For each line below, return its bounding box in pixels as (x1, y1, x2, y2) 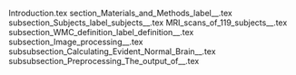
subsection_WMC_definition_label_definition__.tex (8, 27, 194, 37)
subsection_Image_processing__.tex (8, 36, 143, 47)
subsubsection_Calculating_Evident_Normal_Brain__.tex (8, 46, 216, 57)
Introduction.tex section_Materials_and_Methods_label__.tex (8, 8, 232, 18)
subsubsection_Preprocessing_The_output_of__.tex (8, 56, 200, 66)
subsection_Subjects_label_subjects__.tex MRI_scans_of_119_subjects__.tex (8, 17, 288, 28)
